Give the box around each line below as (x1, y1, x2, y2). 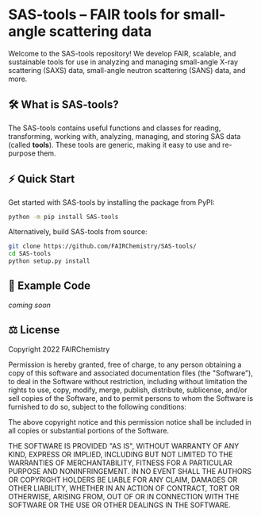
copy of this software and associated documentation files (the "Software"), (8, 368, 254, 378)
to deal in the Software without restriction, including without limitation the (8, 376, 248, 386)
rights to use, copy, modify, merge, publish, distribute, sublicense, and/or (8, 385, 248, 395)
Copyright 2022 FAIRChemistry (8, 344, 110, 354)
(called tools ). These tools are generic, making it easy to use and (8, 140, 221, 149)
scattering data (48, 22, 152, 40)
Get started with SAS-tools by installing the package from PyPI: (8, 197, 216, 207)
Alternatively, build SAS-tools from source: (8, 227, 148, 237)
